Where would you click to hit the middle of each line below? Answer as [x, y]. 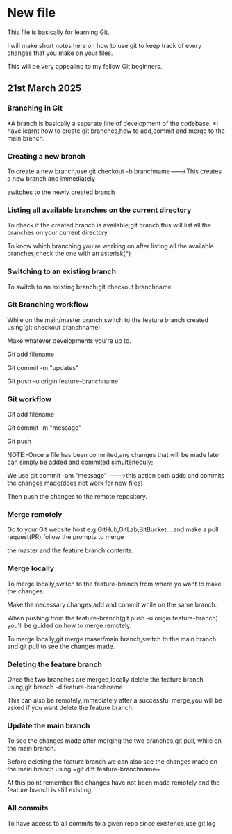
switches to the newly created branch [61, 192]
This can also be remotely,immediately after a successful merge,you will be [115, 700]
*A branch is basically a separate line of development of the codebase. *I [113, 123]
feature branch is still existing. [50, 790]
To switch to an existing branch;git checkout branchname [89, 287]
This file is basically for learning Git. [58, 32]
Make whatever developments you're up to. [69, 340]
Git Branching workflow [48, 305]
